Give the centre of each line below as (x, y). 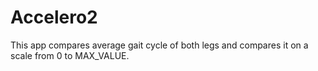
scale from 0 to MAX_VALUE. (70, 55)
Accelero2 (54, 17)
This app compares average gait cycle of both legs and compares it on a (159, 45)
